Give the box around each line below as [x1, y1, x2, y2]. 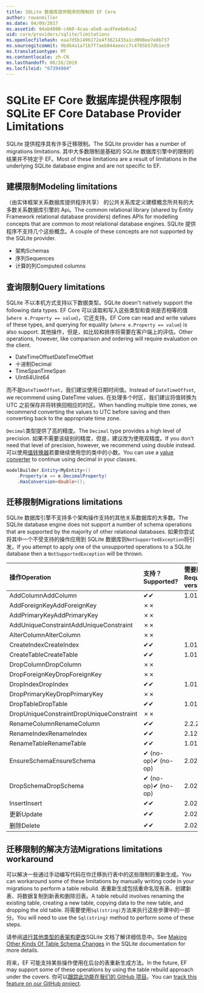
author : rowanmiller [6, 15, 59, 21]
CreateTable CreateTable [9, 650, 78, 659]
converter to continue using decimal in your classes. [6, 456, 137, 463]
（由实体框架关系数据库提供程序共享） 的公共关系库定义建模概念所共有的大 [6, 198, 194, 206]
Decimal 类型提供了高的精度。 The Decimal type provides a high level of [6, 427, 182, 434]
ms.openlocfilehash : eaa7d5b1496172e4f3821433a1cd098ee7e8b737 [6, 37, 170, 43]
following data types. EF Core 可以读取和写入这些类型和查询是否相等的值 [6, 306, 188, 314]
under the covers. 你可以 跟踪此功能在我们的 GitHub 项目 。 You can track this [6, 973, 197, 980]
